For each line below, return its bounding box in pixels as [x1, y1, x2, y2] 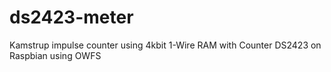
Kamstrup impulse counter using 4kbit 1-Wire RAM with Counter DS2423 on [9, 39, 322, 51]
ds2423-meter [9, 6, 134, 29]
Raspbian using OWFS [9, 49, 102, 61]
